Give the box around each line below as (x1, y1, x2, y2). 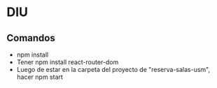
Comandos (6, 32, 55, 44)
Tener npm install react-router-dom (16, 58, 119, 66)
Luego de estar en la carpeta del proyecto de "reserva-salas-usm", (16, 66, 211, 73)
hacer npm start (16, 73, 64, 81)
